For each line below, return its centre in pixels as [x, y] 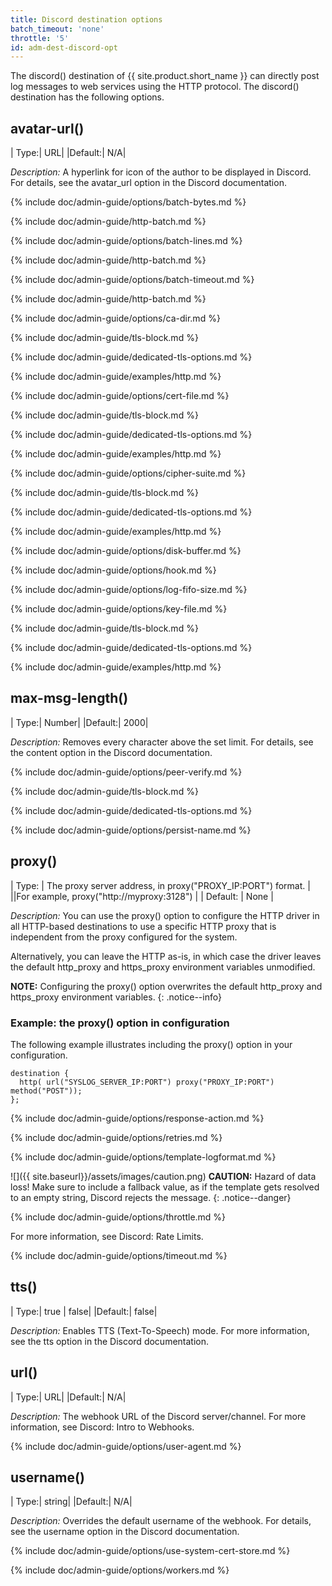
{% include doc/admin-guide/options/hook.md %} [113, 570]
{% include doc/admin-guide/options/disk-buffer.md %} [126, 551]
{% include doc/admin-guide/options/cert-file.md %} [120, 396]
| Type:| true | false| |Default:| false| [84, 1311]
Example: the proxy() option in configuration [120, 1023]
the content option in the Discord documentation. [111, 752]
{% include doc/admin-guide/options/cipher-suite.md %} [128, 473]
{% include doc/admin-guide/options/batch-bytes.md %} [128, 202]
